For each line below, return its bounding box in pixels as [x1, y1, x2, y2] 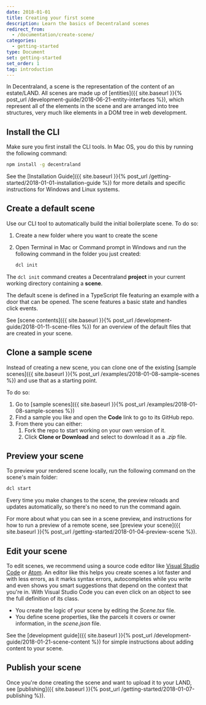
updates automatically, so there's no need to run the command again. [6, 503, 182, 510]
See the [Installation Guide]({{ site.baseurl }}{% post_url [6, 173, 148, 180]
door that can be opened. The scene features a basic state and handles [6, 298, 187, 305]
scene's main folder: [6, 473, 58, 481]
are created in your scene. [6, 329, 73, 337]
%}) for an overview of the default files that [82, 323, 191, 330]
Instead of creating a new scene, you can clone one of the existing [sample [6, 364, 196, 371]
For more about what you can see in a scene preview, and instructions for [6, 515, 192, 523]
